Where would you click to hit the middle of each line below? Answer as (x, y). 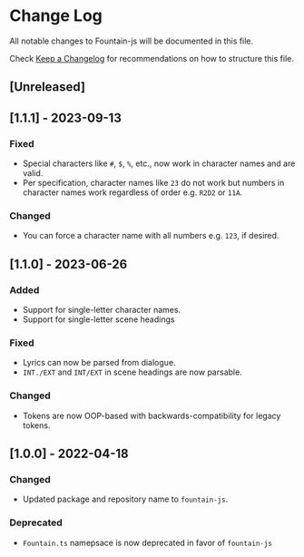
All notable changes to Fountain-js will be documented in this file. (132, 41)
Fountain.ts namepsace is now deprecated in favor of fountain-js (147, 542)
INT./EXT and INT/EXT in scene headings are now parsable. (132, 372)
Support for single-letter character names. (102, 310)
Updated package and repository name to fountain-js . (125, 499)
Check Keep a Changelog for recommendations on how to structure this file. (152, 58)
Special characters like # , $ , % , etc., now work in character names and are (159, 163)
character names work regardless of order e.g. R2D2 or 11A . (132, 192)
